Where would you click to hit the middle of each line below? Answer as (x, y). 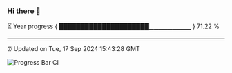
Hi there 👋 (24, 11)
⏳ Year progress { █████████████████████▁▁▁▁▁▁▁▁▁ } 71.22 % (113, 26)
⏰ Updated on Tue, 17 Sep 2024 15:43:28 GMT (74, 49)
